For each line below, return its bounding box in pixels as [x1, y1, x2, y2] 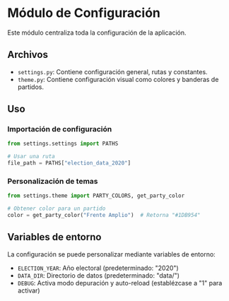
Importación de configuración [7, 124, 112, 134]
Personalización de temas [7, 176, 98, 186]
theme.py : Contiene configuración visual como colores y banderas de [17, 75, 219, 83]
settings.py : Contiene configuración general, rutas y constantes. [17, 67, 208, 76]
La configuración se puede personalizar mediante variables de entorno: [7, 249, 216, 259]
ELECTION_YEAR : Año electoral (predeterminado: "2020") [17, 264, 179, 272]
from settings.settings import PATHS [7, 140, 119, 148]
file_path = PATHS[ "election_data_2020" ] [7, 160, 131, 167]
